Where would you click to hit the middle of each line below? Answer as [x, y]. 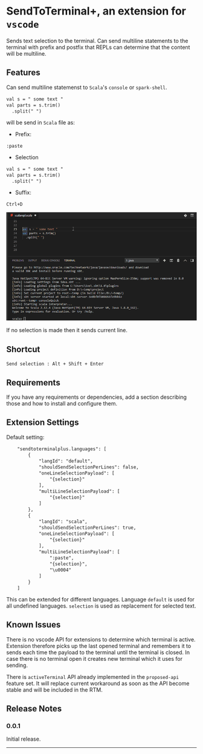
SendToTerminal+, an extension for [96, 11]
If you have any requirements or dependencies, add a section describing [97, 397]
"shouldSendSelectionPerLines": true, [87, 528]
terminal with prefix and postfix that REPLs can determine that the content [98, 47]
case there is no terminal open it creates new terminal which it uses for [95, 658]
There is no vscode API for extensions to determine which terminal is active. [101, 639]
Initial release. [24, 739]
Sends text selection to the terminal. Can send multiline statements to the [97, 41]
